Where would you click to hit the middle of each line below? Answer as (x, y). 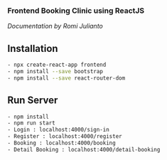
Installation (33, 48)
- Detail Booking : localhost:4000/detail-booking (84, 149)
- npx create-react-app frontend (57, 65)
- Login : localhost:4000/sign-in (59, 130)
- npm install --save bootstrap (55, 71)
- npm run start (31, 123)
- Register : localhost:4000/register (65, 137)
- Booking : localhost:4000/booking (61, 143)
